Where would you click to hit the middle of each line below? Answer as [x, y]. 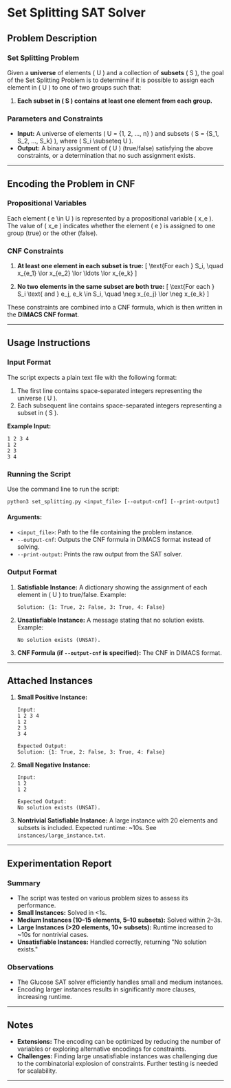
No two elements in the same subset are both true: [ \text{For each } [116, 287]
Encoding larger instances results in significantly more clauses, [107, 989]
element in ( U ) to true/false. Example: [71, 594]
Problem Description [52, 38]
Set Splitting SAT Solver [76, 13]
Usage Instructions [49, 343]
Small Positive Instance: [52, 697]
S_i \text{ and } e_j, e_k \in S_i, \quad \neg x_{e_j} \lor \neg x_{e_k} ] [113, 294]
